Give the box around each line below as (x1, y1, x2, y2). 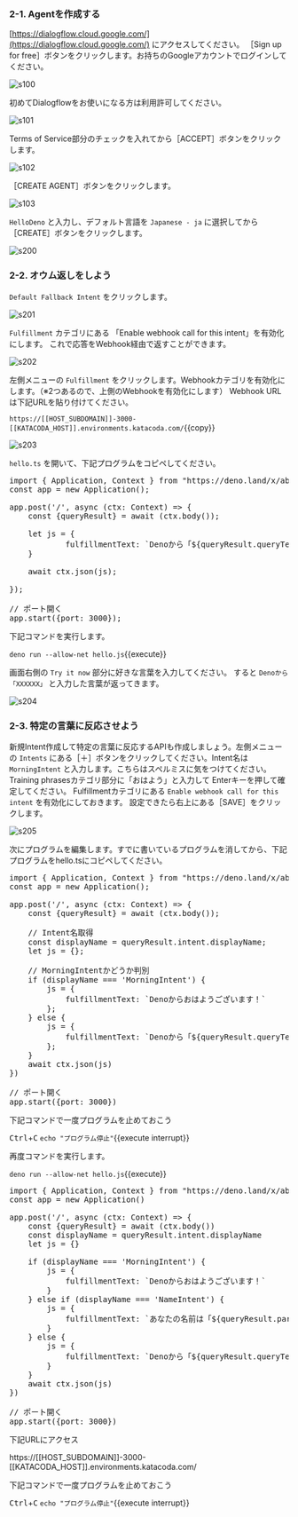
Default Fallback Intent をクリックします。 (9, 291, 173, 302)
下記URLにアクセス (9, 1434, 79, 1444)
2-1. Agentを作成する (9, 7, 100, 20)
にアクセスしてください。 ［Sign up (151, 39, 282, 50)
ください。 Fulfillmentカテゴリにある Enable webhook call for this (32, 786, 279, 796)
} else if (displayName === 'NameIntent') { (27, 1294, 224, 1304)
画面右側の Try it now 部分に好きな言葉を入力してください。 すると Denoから (9, 667, 288, 677)
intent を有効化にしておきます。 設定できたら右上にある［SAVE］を (9, 796, 259, 807)
